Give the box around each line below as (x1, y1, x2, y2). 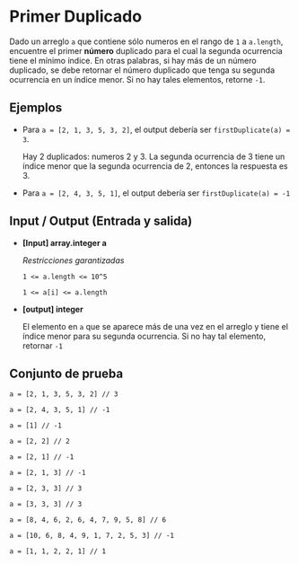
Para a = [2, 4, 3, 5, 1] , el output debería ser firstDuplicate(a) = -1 (22, 187, 291, 198)
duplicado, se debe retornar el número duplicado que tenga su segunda (9, 65, 276, 75)
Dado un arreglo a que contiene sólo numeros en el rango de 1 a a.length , (9, 36, 284, 47)
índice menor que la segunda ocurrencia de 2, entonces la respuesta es (22, 160, 289, 172)
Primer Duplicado (9, 6, 142, 27)
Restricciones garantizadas (22, 254, 125, 266)
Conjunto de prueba (9, 366, 124, 381)
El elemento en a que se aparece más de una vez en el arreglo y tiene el (22, 321, 289, 331)
